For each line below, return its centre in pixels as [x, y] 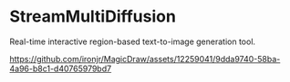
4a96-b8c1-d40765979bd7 [61, 68]
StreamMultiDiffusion [93, 17]
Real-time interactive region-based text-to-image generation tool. [133, 41]
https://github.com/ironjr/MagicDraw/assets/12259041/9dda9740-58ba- [145, 59]
